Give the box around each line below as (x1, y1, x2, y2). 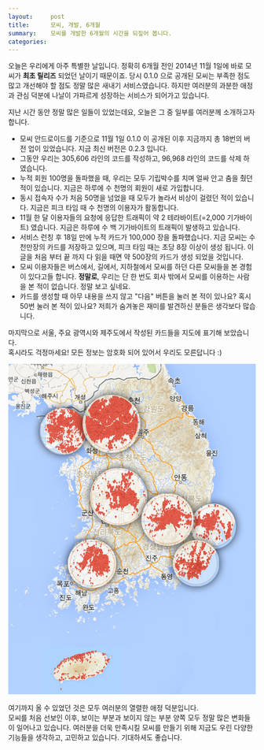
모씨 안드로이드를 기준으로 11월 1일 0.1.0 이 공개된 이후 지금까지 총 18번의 (19, 134, 242, 143)
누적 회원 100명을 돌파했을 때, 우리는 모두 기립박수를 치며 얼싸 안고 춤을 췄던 (19, 173, 253, 183)
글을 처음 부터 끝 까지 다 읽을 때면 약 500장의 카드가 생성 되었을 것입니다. (19, 252, 244, 262)
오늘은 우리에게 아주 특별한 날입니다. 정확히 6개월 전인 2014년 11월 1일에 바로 (8, 61, 244, 71)
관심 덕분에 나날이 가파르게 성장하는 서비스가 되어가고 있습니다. (16, 91, 210, 100)
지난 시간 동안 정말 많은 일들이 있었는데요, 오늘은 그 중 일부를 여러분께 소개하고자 (8, 107, 255, 117)
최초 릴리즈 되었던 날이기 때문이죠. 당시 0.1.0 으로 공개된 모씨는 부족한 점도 (22, 71, 251, 80)
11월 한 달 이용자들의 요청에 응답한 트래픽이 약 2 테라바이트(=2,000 (19, 213, 225, 222)
